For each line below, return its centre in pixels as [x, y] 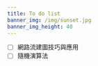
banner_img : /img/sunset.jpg [49, 20]
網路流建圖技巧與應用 [48, 47]
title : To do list [34, 14]
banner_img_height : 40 [40, 26]
